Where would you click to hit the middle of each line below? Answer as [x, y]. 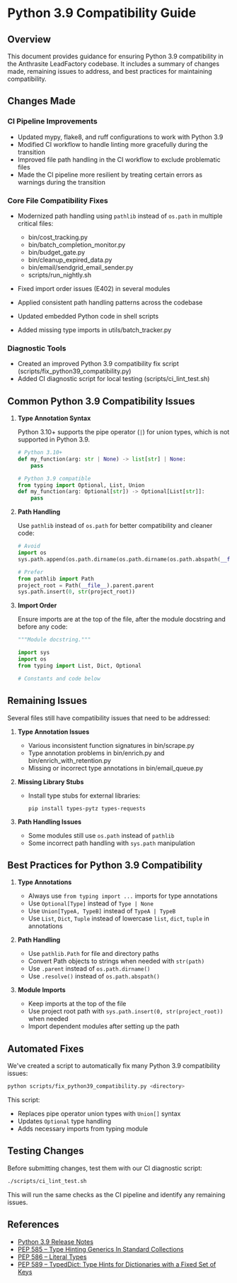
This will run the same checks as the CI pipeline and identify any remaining [116, 1194]
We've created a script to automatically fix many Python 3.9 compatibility [114, 1066]
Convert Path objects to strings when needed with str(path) [116, 961]
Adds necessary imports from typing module [83, 1129]
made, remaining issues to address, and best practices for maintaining [110, 71]
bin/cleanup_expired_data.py [70, 260]
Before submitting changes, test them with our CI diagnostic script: [105, 1168]
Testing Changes [46, 1151]
